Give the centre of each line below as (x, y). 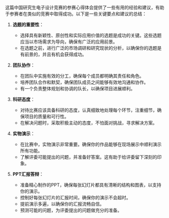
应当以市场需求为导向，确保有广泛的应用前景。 (69, 42)
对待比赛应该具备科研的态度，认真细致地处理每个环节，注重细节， (89, 110)
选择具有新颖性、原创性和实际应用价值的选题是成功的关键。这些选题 (91, 35)
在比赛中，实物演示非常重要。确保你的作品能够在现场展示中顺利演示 (91, 144)
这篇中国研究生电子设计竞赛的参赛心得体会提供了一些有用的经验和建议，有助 (85, 7)
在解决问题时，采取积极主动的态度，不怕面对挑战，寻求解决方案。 (89, 123)
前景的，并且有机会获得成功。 (55, 54)
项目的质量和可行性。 (47, 116)
